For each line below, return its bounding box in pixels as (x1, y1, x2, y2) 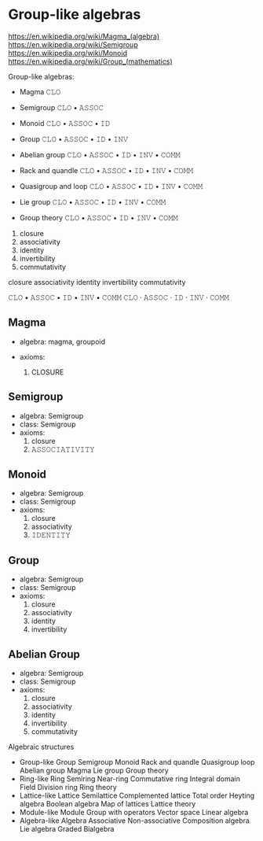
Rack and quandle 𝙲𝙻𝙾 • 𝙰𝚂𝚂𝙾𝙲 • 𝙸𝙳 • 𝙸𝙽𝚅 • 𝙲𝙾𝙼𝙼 (19, 165, 194, 175)
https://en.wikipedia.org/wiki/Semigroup (8, 39, 139, 49)
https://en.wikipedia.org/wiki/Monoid (8, 48, 128, 57)
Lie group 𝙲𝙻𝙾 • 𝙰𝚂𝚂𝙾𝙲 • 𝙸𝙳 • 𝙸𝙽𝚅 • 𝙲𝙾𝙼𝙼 (19, 197, 166, 206)
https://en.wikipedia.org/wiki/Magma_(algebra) (8, 31, 160, 41)
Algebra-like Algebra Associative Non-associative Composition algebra (19, 816, 250, 825)
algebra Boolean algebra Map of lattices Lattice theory (19, 799, 196, 808)
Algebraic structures (8, 742, 75, 751)
